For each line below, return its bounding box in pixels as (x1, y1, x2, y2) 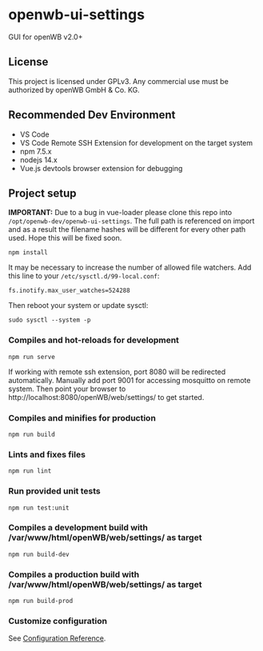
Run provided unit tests (8, 485, 102, 497)
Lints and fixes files (8, 449, 86, 460)
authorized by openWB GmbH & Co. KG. (8, 85, 140, 94)
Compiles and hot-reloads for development (8, 334, 180, 345)
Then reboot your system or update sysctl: (8, 301, 149, 310)
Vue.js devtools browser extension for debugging (19, 163, 183, 173)
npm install (8, 249, 48, 257)
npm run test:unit (8, 504, 70, 512)
